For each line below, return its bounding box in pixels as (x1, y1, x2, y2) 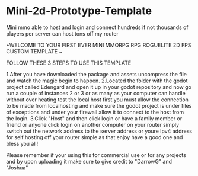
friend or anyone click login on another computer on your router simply (6, 121, 180, 128)
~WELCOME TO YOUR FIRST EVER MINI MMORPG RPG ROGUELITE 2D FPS (6, 41, 191, 49)
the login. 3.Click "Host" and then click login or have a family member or (6, 114, 183, 122)
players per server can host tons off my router (6, 30, 119, 37)
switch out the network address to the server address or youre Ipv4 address (6, 127, 193, 135)
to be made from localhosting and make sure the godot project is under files (6, 102, 192, 109)
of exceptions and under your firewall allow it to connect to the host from (6, 108, 184, 116)
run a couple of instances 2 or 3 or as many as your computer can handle (6, 89, 186, 97)
